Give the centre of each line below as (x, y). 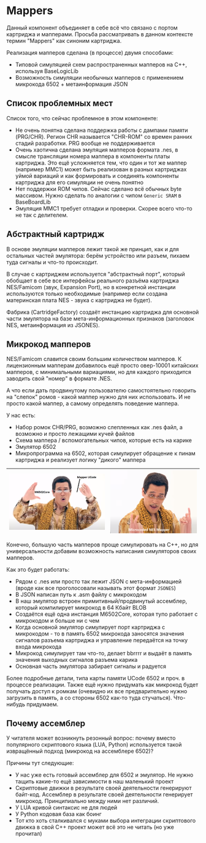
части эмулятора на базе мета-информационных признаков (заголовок (100, 318)
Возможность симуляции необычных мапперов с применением (99, 77)
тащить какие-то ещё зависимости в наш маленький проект (94, 782)
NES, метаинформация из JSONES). (53, 325)
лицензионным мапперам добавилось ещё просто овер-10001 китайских (102, 365)
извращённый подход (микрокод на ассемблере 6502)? (80, 751)
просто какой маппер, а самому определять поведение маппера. (93, 403)
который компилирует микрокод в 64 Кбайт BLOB (81, 607)
